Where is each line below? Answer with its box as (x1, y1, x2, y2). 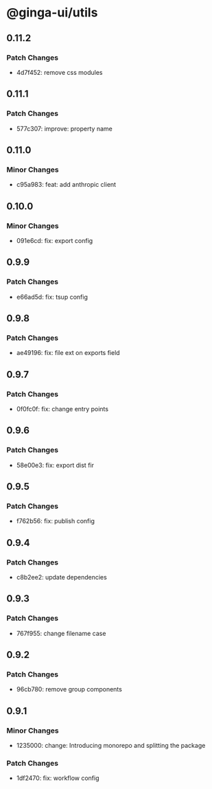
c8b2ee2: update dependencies (16, 573, 107, 582)
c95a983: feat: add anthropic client (16, 181, 117, 189)
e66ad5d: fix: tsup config (16, 293, 89, 301)
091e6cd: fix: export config (16, 236, 93, 244)
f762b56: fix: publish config (16, 517, 95, 525)
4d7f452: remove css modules (16, 68, 103, 76)
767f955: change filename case (16, 629, 106, 637)
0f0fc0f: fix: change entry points (16, 405, 109, 413)
